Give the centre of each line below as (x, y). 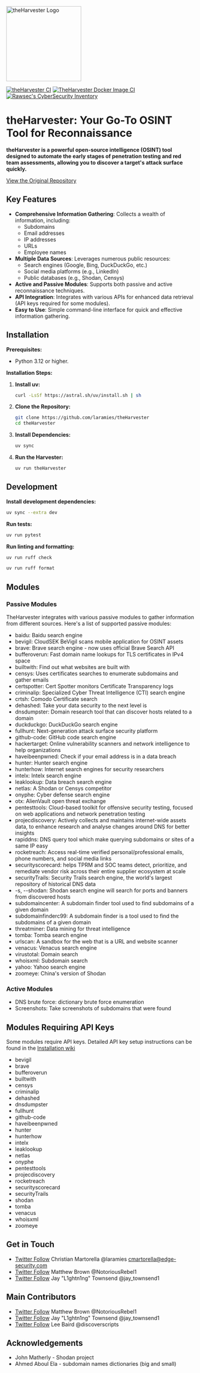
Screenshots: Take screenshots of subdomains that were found (93, 1008)
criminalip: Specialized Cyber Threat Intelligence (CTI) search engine (100, 693)
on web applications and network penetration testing (80, 814)
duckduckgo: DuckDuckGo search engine (66, 724)
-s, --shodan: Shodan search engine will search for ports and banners (101, 890)
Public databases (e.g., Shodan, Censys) (74, 277)
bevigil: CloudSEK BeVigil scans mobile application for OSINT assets (99, 641)
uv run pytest (24, 535)
